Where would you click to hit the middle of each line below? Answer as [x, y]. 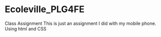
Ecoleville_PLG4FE [45, 9]
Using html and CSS [26, 28]
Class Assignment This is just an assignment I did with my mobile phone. [80, 23]
